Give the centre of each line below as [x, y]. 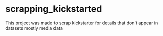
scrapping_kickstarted [54, 9]
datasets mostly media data [34, 28]
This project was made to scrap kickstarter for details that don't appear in [82, 23]
